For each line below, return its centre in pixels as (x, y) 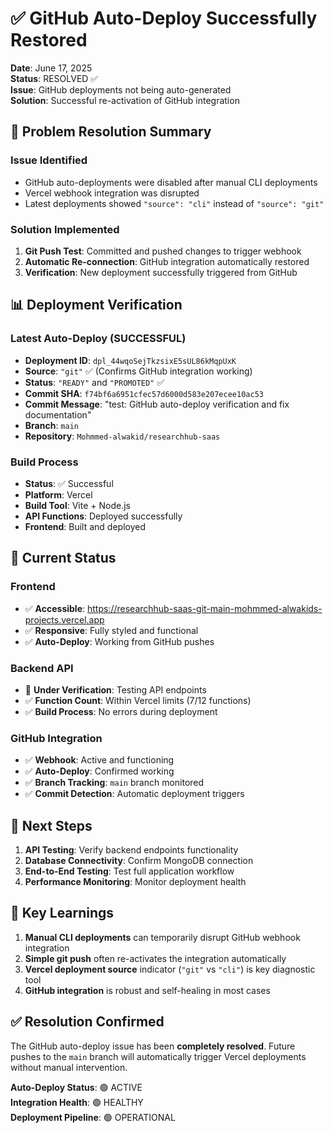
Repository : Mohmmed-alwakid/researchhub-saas (122, 436)
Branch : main (51, 425)
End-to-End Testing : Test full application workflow (129, 871)
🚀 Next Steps (51, 825)
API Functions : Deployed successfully (103, 516)
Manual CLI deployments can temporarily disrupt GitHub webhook (162, 937)
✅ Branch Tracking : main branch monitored (114, 783)
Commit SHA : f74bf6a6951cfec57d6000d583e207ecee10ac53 (144, 393)
